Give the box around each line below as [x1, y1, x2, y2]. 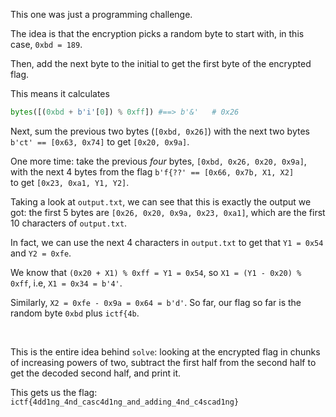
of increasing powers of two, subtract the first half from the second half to [10, 356, 317, 368]
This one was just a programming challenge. [10, 9, 193, 20]
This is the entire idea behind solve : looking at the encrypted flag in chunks [10, 345, 321, 358]
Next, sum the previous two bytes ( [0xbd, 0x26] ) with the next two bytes [10, 125, 310, 137]
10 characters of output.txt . [10, 217, 128, 229]
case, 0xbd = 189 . [10, 39, 83, 50]
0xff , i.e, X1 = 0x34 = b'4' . [10, 277, 123, 289]
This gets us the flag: [10, 386, 98, 398]
